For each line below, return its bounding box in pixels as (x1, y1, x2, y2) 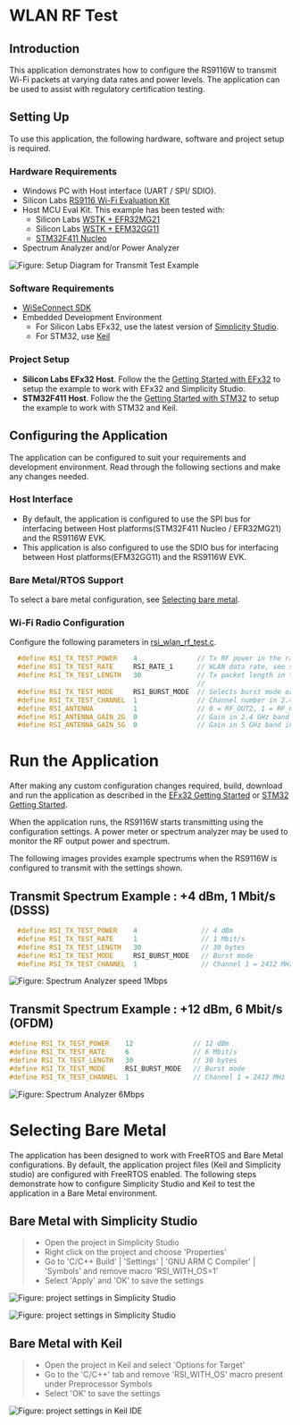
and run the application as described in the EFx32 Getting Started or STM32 (9, 790, 289, 801)
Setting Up (9, 109, 70, 125)
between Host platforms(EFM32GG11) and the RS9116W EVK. (21, 551, 247, 562)
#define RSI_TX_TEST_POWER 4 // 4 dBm (17, 927, 234, 936)
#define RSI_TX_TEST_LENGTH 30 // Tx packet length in (17, 671, 286, 680)
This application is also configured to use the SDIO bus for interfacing (21, 542, 279, 553)
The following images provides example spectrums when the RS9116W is (9, 853, 278, 864)
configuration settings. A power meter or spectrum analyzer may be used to (9, 827, 288, 837)
